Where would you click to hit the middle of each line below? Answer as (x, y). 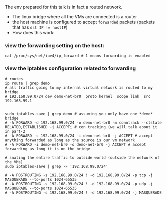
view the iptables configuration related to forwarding (71, 68)
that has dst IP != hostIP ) (40, 27)
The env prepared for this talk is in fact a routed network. (64, 7)
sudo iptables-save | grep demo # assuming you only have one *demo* (79, 114)
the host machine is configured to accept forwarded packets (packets (84, 22)
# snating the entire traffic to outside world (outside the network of (82, 157)
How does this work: (33, 33)
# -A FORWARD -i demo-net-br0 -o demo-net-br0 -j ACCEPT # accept (76, 144)
